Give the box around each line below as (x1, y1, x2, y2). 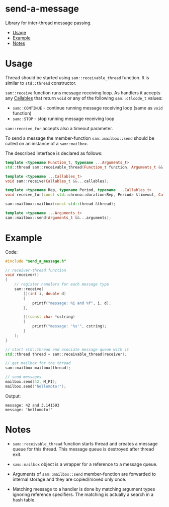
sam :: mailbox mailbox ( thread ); (5, 365, 71, 371)
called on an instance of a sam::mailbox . (5, 140, 89, 146)
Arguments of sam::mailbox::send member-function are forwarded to (12, 471, 156, 477)
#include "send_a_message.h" (5, 258, 66, 264)
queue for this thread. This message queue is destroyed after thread (12, 446, 154, 452)
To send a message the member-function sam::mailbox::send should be (5, 135, 154, 141)
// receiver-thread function (5, 268, 66, 273)
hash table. (12, 496, 36, 502)
